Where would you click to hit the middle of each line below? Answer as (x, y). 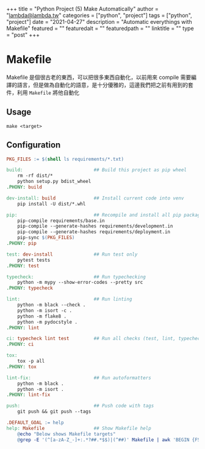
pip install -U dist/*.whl (52, 204)
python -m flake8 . (42, 316)
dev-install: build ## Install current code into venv (95, 198)
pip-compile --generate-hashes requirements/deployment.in (94, 232)
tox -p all (31, 361)
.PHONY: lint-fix (28, 395)
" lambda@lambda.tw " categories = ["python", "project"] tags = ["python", (99, 15)
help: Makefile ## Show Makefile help (79, 428)
